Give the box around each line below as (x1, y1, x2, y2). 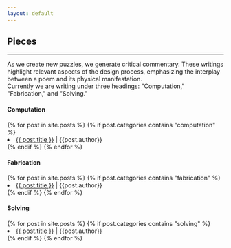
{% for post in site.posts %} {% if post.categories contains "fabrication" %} (7, 174, 221, 182)
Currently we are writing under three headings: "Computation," (7, 82, 185, 90)
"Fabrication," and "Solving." (7, 90, 88, 98)
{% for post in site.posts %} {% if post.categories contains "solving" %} (7, 220, 211, 228)
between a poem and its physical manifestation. (7, 75, 143, 83)
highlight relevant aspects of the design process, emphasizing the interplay (7, 68, 221, 76)
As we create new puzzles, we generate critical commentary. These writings (7, 60, 224, 69)
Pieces (7, 36, 37, 48)
